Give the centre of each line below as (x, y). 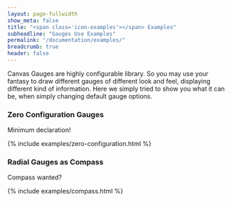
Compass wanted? (35, 177)
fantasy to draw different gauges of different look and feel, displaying (109, 81)
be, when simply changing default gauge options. (80, 96)
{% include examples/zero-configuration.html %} (79, 144)
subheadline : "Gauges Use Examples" (62, 34)
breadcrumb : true (33, 47)
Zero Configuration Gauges (56, 114)
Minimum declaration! (39, 130)
